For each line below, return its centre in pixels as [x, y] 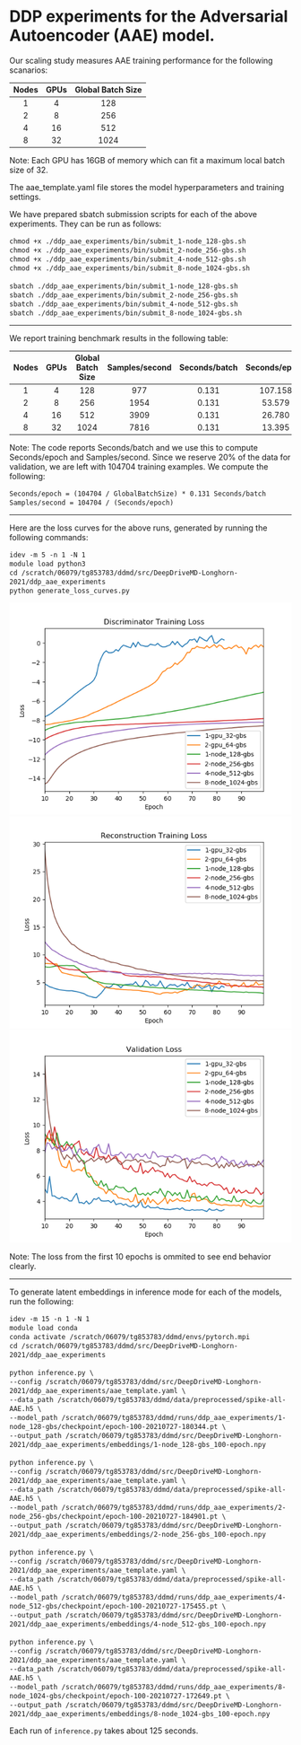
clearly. [23, 1266]
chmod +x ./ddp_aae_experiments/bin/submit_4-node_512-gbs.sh [128, 259]
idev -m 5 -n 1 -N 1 [48, 555]
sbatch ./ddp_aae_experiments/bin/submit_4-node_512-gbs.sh [124, 304]
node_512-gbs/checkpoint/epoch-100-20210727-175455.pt [114, 1606]
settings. [26, 197]
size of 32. [29, 170]
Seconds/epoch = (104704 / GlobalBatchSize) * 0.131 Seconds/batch [138, 494]
